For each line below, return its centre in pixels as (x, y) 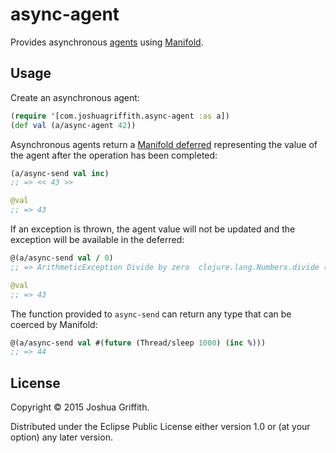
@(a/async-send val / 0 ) (62, 258)
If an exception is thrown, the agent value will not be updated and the (153, 229)
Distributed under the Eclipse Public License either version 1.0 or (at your (160, 427)
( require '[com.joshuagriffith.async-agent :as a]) (120, 116)
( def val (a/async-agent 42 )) (73, 125)
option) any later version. (61, 437)
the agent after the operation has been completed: (114, 155)
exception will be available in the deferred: (97, 239)
